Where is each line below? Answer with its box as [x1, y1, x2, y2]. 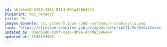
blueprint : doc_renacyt [4, 12, 54, 17]
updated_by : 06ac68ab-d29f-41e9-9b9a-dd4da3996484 [4, 30, 112, 35]
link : [4, 25, 16, 30]
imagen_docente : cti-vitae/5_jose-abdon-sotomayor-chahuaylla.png [4, 21, 146, 26]
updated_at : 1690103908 [4, 35, 54, 40]
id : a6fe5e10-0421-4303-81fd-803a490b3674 [4, 7, 94, 12]
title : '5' [4, 16, 27, 21]
